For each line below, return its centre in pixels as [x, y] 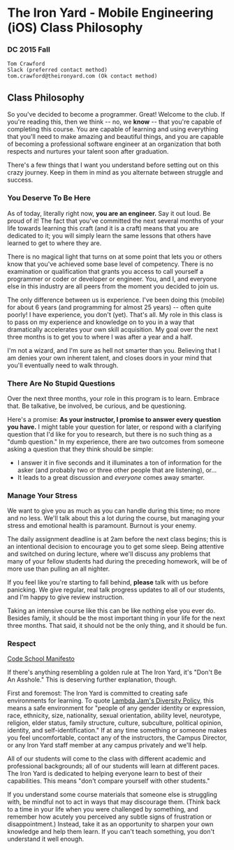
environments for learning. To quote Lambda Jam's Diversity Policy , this [111, 701]
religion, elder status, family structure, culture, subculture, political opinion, [115, 723]
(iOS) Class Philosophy [75, 28]
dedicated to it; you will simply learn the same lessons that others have [109, 235]
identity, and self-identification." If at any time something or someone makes [117, 731]
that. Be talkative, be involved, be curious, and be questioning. [97, 406]
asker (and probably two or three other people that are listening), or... [117, 470]
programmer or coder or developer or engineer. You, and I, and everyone [112, 279]
